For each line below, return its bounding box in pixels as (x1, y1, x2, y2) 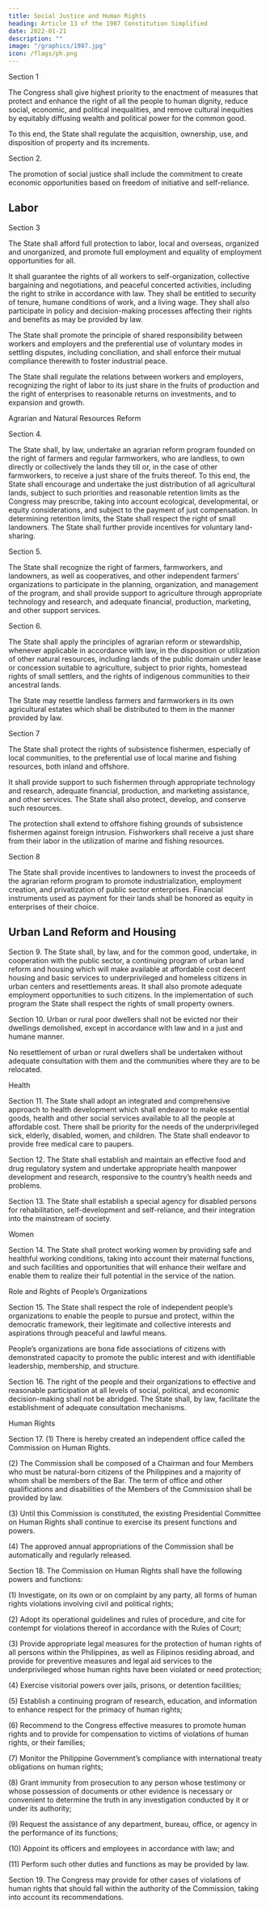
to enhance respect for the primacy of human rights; (8, 1704, 184, 1714)
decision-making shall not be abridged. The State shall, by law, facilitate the (8, 1394, 260, 1404)
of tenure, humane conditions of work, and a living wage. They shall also (8, 297, 251, 307)
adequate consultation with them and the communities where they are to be (8, 1056, 260, 1065)
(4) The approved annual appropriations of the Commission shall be (8, 1541, 234, 1551)
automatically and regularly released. (8, 1550, 132, 1559)
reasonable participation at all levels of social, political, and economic (8, 1385, 240, 1395)
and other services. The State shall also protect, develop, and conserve (8, 794, 247, 804)
